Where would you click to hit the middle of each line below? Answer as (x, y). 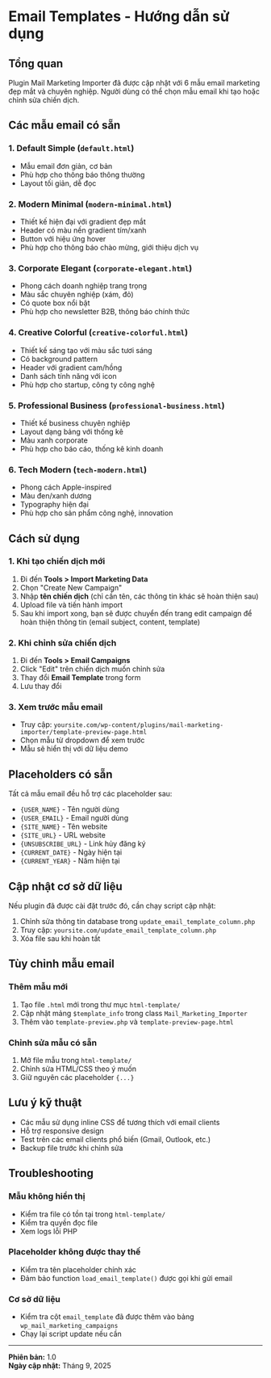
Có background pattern (59, 359)
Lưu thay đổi (41, 687)
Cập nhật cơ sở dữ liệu (65, 886)
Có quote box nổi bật (55, 303)
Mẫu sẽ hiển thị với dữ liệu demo (74, 749)
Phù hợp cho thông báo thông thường (82, 174)
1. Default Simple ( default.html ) (71, 149)
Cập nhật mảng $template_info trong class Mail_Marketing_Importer (133, 1013)
